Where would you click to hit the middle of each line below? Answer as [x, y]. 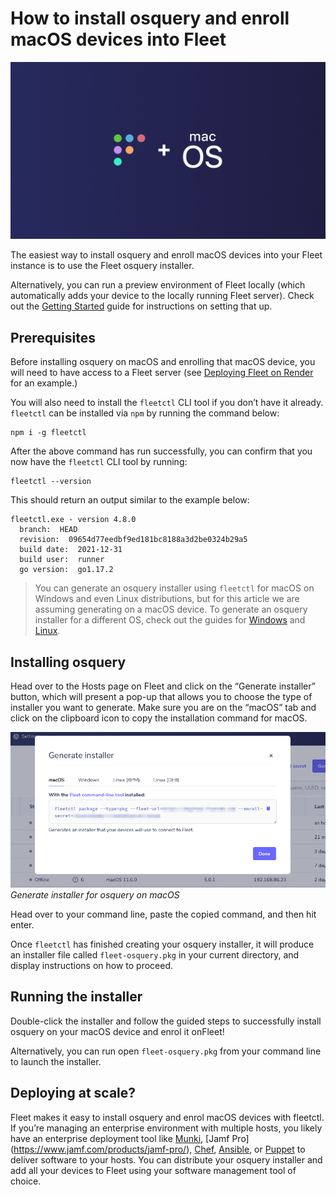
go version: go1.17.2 [66, 570]
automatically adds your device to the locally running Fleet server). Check [162, 296]
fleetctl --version [51, 482]
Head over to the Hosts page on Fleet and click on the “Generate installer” [163, 686]
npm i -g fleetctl [48, 433]
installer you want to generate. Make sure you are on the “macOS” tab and [163, 708]
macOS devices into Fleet [118, 39]
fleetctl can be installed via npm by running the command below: [145, 413]
